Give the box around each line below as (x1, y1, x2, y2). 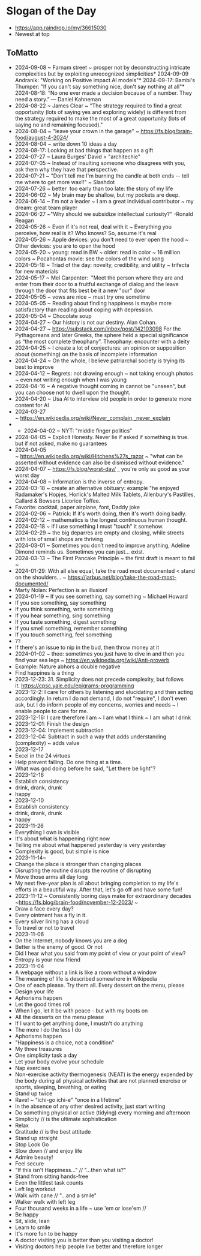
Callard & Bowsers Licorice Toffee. (14, 497, 101, 504)
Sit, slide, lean (14, 1217, 50, 1224)
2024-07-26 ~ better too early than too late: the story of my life (14, 185, 173, 192)
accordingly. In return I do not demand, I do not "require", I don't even (14, 695, 187, 702)
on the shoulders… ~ (14, 573, 67, 581)
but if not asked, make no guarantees (14, 440, 107, 447)
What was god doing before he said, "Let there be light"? (14, 765, 156, 772)
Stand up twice (14, 1090, 53, 1097)
